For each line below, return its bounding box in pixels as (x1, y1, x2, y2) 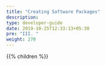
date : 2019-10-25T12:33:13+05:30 (6, 25, 90, 32)
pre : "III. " (6, 31, 39, 37)
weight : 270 (6, 36, 36, 42)
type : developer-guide (6, 20, 63, 26)
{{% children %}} (6, 53, 49, 60)
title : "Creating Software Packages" (6, 8, 101, 15)
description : (6, 14, 39, 20)
